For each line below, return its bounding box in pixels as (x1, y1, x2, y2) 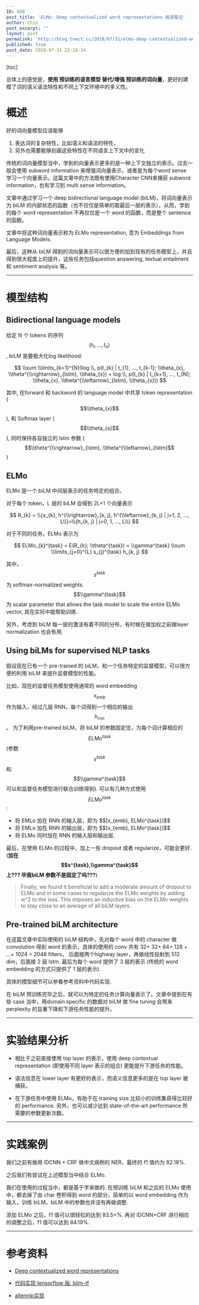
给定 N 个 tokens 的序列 (6, 331, 64, 338)
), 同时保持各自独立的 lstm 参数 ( (6, 435, 85, 442)
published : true (6, 42, 46, 48)
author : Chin (6, 20, 38, 25)
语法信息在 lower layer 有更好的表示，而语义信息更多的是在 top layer (14, 1075, 182, 1082)
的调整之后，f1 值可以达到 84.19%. (6, 1219, 90, 1226)
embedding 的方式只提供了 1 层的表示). (6, 966, 101, 973)
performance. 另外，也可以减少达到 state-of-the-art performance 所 (21, 1102, 188, 1110)
